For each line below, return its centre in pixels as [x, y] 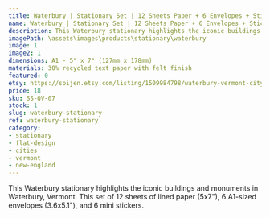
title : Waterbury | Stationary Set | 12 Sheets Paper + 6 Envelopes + [129, 16]
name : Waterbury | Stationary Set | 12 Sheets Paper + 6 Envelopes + [127, 23]
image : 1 [23, 46]
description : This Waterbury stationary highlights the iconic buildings [135, 31]
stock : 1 [23, 105]
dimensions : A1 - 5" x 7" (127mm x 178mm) [80, 61]
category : [25, 128]
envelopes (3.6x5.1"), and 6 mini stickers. [76, 205]
